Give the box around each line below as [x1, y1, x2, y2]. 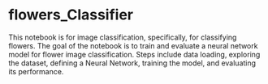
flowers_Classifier [8, 6, 134, 24]
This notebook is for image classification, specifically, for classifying [8, 32, 237, 42]
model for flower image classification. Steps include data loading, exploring [8, 49, 261, 59]
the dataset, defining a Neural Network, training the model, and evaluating [8, 58, 257, 68]
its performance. [8, 66, 64, 76]
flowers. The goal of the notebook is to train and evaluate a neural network [8, 40, 258, 50]
